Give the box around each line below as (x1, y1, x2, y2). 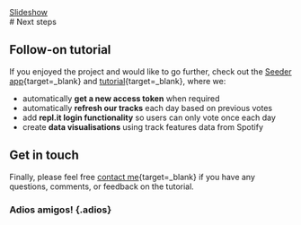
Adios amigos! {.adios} (9, 203, 112, 216)
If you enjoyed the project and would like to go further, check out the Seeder (9, 65, 292, 77)
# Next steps (9, 16, 57, 27)
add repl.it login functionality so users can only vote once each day (22, 112, 277, 123)
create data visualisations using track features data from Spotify (22, 121, 263, 132)
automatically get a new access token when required (22, 92, 220, 104)
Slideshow (9, 7, 48, 17)
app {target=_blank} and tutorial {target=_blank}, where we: (9, 75, 226, 86)
